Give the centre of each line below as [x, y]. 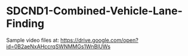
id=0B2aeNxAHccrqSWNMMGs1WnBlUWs [58, 46]
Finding [25, 24]
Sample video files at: [33, 40]
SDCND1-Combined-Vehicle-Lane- [95, 11]
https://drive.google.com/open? [99, 40]
